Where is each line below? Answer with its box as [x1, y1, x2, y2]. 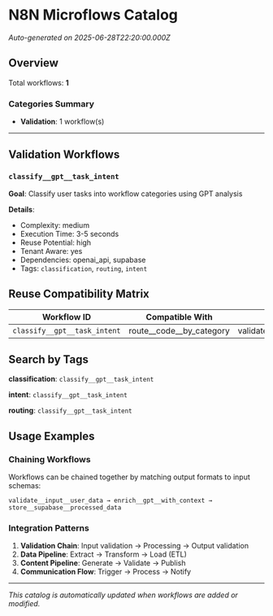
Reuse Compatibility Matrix [8, 287, 149, 301]
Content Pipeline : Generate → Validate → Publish [19, 558, 186, 568]
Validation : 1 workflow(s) [19, 116, 105, 127]
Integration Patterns [8, 522, 89, 534]
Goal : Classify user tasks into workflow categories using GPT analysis [8, 189, 243, 199]
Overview [8, 56, 59, 70]
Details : [8, 204, 35, 214]
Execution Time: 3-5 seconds [19, 229, 119, 238]
